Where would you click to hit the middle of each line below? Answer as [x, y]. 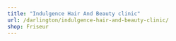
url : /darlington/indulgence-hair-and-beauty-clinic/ [88, 20]
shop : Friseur [28, 26]
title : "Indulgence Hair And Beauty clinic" [74, 14]
